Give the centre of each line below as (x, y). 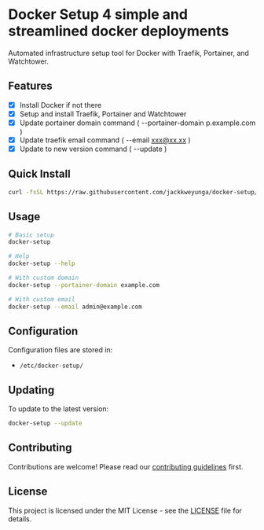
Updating (31, 390)
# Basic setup (31, 235)
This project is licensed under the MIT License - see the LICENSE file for (125, 510)
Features (30, 86)
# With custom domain (44, 278)
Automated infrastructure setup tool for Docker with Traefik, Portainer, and (129, 53)
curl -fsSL (26, 192)
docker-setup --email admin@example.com (75, 307)
